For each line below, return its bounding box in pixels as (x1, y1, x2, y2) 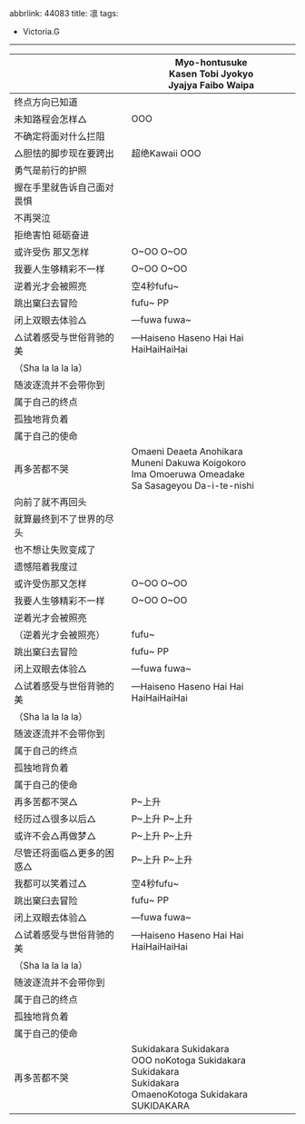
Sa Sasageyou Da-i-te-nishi (131, 480, 254, 492)
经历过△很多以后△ (14, 812, 97, 825)
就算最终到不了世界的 (14, 512, 106, 525)
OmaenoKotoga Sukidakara (131, 1089, 248, 1100)
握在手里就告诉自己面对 (14, 181, 115, 194)
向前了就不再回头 (14, 496, 88, 508)
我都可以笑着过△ (14, 878, 88, 890)
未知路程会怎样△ (14, 113, 88, 125)
